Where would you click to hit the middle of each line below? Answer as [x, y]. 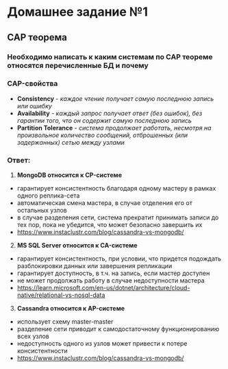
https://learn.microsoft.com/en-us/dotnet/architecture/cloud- [103, 288]
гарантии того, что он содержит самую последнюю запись [104, 120]
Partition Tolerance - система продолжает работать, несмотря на [114, 128]
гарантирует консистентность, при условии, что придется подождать [119, 259]
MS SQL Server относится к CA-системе [77, 246]
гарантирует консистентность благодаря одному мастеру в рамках [116, 189]
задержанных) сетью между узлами [71, 142]
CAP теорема [37, 37]
